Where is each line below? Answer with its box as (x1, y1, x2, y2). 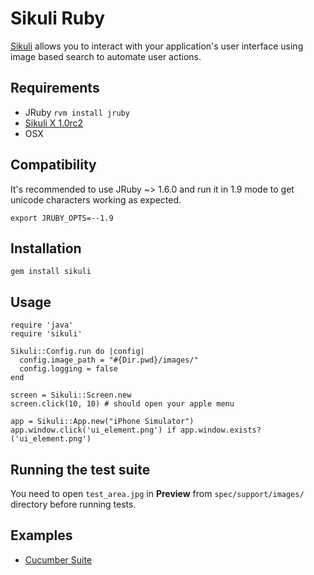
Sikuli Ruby (10, 7, 106, 30)
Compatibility (10, 157, 97, 174)
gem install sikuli (10, 267, 92, 277)
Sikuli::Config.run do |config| (10, 347, 145, 357)
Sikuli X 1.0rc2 (24, 117, 84, 129)
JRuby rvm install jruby (24, 106, 130, 118)
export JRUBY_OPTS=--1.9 (10, 213, 114, 223)
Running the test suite (10, 461, 151, 478)
